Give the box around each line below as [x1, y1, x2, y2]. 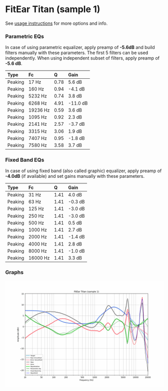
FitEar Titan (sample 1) [5, 4, 101, 15]
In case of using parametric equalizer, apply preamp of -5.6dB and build [5, 44, 155, 51]
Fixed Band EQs [5, 156, 44, 163]
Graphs [5, 269, 24, 276]
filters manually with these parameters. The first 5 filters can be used [5, 50, 148, 56]
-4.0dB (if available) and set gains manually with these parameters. [5, 173, 145, 179]
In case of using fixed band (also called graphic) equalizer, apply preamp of [5, 168, 162, 174]
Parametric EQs [5, 33, 44, 40]
